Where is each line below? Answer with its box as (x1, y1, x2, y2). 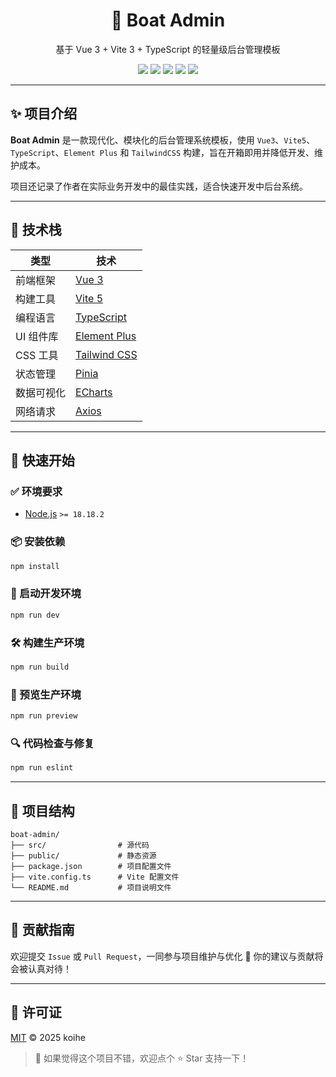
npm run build (10, 662, 70, 672)
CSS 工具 (15, 348, 59, 362)
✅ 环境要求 (10, 484, 63, 498)
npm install (10, 561, 60, 571)
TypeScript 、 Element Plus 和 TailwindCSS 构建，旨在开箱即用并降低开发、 (10, 146, 315, 158)
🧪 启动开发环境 (10, 587, 82, 601)
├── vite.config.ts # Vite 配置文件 (10, 872, 180, 882)
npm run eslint (10, 763, 74, 773)
